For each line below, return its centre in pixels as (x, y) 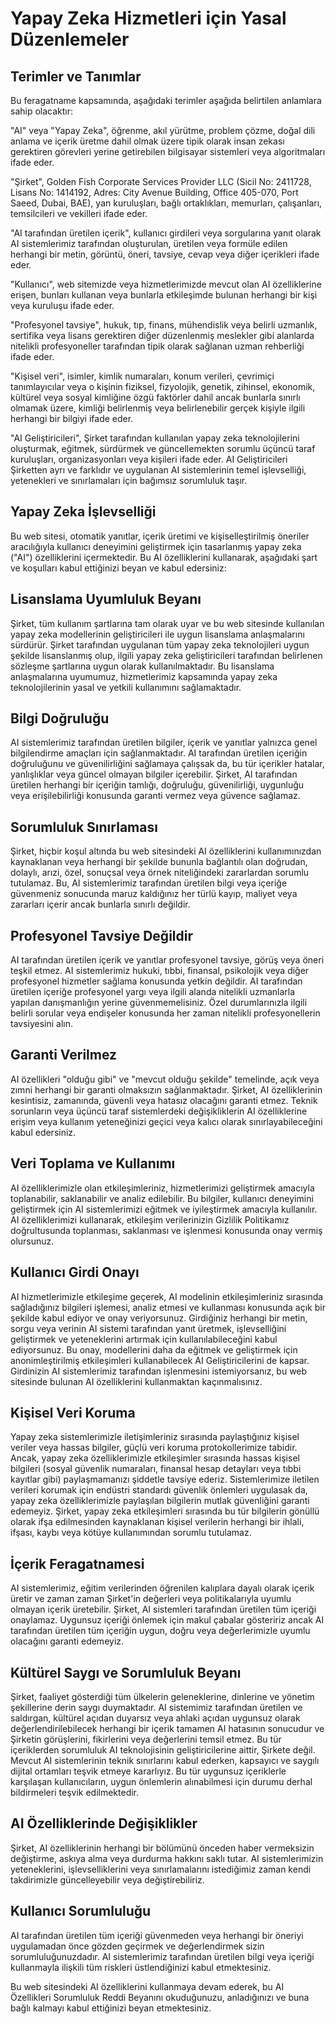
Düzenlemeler (70, 39)
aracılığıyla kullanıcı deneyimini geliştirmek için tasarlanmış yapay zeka (156, 546)
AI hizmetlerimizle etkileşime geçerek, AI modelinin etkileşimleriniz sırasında (167, 1296)
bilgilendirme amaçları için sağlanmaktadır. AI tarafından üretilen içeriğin (159, 753)
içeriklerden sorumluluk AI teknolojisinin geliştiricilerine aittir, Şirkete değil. (163, 1749)
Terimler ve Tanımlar (76, 76)
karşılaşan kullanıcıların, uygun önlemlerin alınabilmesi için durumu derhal (161, 1781)
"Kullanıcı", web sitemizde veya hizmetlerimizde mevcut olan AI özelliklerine (166, 284)
